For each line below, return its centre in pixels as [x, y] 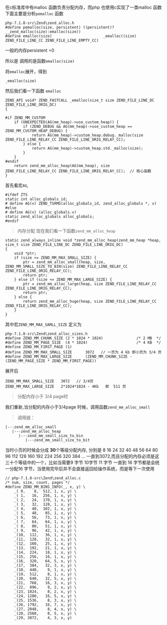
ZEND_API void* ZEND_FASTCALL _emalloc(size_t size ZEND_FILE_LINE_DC [80, 100]
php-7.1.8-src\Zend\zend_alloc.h [40, 23]
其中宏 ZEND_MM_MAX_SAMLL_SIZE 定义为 [43, 324]
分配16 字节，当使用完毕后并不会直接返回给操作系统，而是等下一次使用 [82, 469]
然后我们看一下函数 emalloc [33, 91]
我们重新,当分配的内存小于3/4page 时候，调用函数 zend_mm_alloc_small [78, 407]
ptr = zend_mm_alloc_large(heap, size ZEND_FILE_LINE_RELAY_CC [90, 284]
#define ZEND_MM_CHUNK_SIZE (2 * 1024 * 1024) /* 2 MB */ [83, 338]
